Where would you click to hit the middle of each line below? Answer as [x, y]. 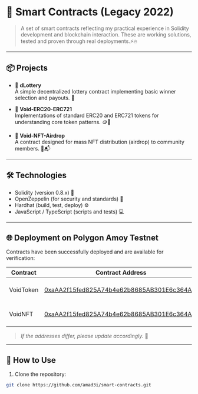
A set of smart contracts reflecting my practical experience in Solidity [105, 28]
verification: [21, 258]
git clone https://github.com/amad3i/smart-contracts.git [79, 385]
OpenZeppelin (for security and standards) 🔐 [69, 199]
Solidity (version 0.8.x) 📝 [44, 192]
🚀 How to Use [31, 360]
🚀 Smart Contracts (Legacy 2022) [90, 12]
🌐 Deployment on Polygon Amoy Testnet [82, 238]
